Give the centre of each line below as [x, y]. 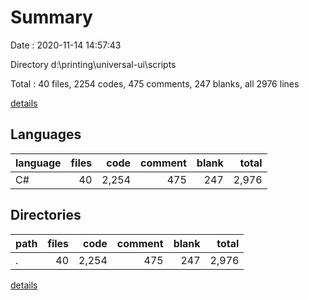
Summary [51, 17]
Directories [46, 215]
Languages [46, 134]
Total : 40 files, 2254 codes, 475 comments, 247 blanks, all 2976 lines [155, 83]
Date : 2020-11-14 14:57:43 [66, 45]
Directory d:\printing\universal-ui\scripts [93, 64]
